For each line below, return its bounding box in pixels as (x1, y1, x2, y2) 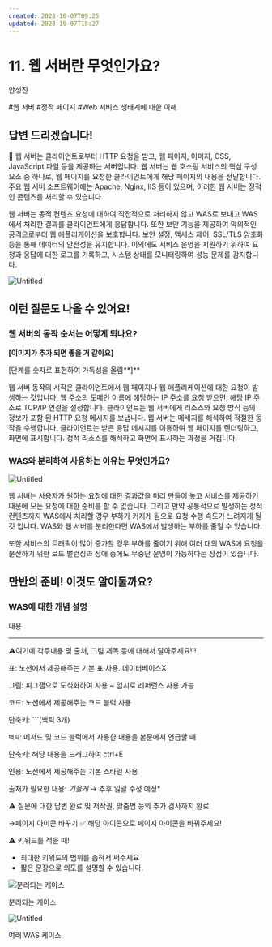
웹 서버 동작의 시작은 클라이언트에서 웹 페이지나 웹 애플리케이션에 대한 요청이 (8, 382, 251, 392)
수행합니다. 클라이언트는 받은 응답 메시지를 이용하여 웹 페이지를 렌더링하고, (23, 422, 259, 432)
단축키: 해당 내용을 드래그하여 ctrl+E (8, 749, 124, 759)
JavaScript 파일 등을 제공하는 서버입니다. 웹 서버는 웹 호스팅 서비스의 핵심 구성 (8, 161, 257, 171)
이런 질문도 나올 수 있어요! (8, 302, 130, 315)
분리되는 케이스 (8, 897, 57, 906)
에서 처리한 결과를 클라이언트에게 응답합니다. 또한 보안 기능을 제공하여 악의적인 (8, 220, 257, 229)
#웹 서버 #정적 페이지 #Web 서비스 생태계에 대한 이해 (8, 102, 177, 112)
